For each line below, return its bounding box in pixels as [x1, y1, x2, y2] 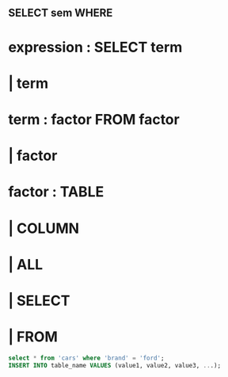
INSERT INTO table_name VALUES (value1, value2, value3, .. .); [8, 361, 222, 369]
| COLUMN [8, 219, 80, 237]
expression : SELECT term [8, 38, 183, 56]
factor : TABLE [8, 183, 104, 201]
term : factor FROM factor [8, 110, 180, 128]
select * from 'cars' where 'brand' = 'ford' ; [8, 354, 165, 362]
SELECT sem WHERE [8, 6, 113, 20]
